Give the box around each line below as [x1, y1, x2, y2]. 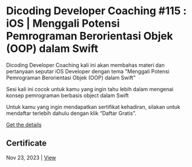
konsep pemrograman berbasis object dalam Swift [6, 92, 129, 99]
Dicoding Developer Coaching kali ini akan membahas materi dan [6, 61, 165, 69]
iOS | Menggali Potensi [6, 17, 120, 30]
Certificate [6, 138, 47, 149]
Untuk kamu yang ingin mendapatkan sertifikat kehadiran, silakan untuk [6, 103, 181, 110]
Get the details [6, 121, 42, 128]
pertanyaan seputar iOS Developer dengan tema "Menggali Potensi [6, 68, 170, 75]
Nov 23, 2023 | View [6, 154, 56, 161]
